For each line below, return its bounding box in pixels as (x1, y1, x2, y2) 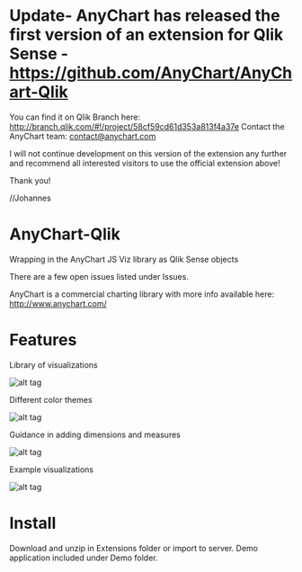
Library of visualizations (9, 359, 99, 370)
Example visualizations (9, 464, 94, 475)
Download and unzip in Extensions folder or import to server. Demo (9, 542, 259, 553)
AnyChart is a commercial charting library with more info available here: (9, 289, 275, 299)
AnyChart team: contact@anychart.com (9, 130, 156, 141)
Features (9, 330, 77, 351)
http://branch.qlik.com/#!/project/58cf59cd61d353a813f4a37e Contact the (9, 121, 285, 131)
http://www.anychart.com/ (9, 298, 107, 308)
